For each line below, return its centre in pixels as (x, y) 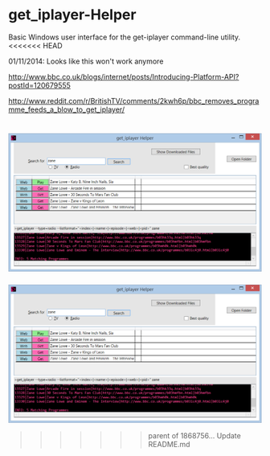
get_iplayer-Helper (72, 15)
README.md (169, 445)
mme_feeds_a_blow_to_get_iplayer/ (67, 109)
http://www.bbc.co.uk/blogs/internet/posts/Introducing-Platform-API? (124, 76)
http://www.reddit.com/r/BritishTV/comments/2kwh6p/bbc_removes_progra (134, 101)
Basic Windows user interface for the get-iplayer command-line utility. (125, 37)
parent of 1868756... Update (194, 436)
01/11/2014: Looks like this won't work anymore (86, 61)
